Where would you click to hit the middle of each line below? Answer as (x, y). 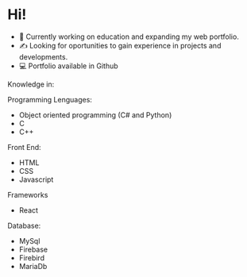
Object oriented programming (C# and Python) (95, 115)
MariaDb (33, 266)
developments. (43, 56)
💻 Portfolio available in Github (68, 66)
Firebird (32, 258)
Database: (24, 225)
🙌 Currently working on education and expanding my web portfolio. (129, 37)
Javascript (36, 179)
